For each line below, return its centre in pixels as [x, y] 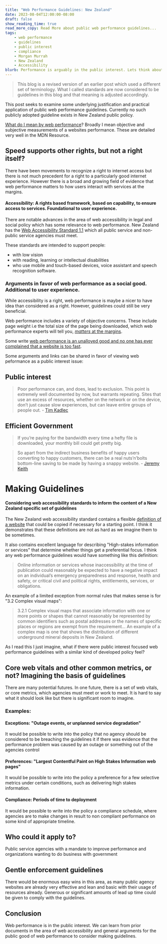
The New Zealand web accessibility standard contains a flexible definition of [83, 519]
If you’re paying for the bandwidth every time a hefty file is [77, 438]
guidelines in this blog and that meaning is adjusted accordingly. [83, 95]
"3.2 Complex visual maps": [34, 601]
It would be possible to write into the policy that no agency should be [76, 734]
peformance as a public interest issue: [44, 361]
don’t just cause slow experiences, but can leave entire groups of [84, 405]
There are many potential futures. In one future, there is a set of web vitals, [82, 687]
